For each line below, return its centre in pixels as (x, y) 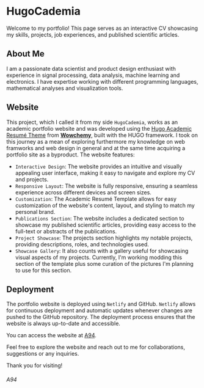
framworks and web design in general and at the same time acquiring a (96, 148)
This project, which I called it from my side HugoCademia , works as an (92, 122)
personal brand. (35, 211)
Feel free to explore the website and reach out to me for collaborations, (96, 347)
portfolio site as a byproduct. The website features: (71, 155)
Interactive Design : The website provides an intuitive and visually (99, 166)
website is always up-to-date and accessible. (64, 324)
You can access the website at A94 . (51, 335)
